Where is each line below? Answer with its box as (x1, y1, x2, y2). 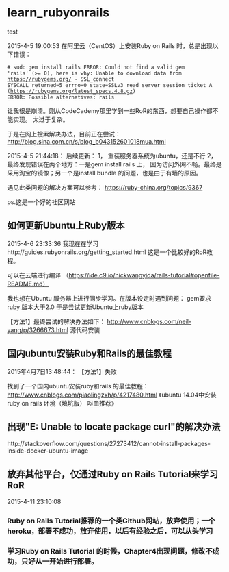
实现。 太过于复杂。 (12, 115, 69, 123)
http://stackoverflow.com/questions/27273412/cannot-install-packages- (7, 440, 211, 448)
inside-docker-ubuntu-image (7, 447, 89, 455)
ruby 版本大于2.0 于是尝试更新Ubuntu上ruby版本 (7, 303, 144, 311)
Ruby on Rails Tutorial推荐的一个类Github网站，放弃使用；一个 (7, 516, 215, 525)
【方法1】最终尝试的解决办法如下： (7, 317, 106, 325)
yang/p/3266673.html (7, 325, 68, 334)
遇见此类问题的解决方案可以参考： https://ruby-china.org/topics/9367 (7, 183, 203, 191)
